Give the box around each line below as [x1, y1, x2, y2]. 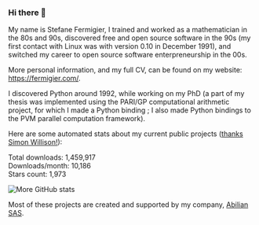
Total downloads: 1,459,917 [8, 153, 96, 162]
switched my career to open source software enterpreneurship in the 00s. [8, 50, 247, 60]
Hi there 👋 [8, 7, 47, 18]
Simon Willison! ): [8, 138, 63, 147]
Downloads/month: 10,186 [8, 161, 92, 171]
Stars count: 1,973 [8, 169, 67, 179]
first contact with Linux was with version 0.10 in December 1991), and [8, 42, 232, 51]
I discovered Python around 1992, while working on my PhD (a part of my [8, 89, 245, 98]
